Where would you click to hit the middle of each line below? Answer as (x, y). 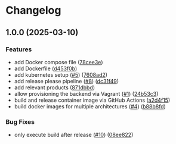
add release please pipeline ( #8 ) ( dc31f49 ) (67, 81)
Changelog (33, 10)
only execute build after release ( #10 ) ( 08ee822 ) (74, 135)
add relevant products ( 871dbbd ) (55, 87)
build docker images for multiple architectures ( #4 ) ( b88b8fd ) (90, 106)
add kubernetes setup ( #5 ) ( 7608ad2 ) (61, 74)
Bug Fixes (20, 121)
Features (19, 49)
